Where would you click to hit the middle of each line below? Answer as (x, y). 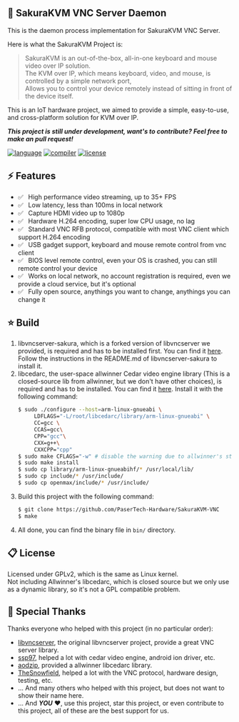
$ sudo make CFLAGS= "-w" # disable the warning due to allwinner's (120, 456)
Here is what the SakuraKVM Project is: (65, 44)
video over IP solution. (57, 66)
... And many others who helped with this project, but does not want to (121, 688)
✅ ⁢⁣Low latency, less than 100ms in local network (90, 205)
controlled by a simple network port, (78, 81)
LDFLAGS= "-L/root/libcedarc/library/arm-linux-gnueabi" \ (122, 416)
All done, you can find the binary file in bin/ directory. (97, 530)
